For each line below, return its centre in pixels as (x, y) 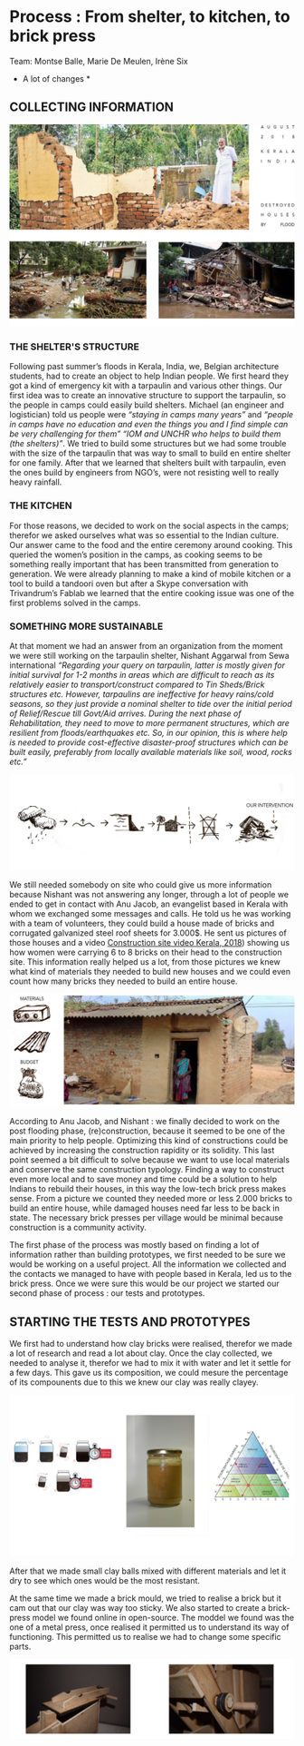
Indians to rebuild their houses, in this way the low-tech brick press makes (148, 1189)
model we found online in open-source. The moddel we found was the (163, 1617)
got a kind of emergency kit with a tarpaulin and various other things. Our (146, 386)
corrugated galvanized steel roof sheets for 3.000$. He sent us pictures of (148, 933)
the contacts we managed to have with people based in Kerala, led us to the (151, 1274)
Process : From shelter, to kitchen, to (150, 17)
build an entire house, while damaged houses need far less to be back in (145, 1208)
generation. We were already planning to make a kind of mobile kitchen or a (150, 574)
